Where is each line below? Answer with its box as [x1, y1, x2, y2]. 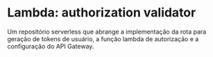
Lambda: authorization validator [7, 5, 196, 21]
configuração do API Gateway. [7, 42, 94, 50]
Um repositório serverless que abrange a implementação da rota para [7, 27, 207, 36]
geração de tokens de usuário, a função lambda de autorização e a [7, 34, 199, 43]
